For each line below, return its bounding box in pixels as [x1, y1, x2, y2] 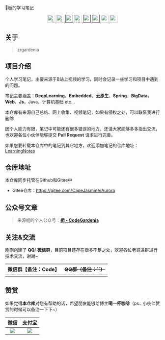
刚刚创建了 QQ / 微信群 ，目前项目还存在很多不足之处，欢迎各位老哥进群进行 [5, 247, 158, 253]
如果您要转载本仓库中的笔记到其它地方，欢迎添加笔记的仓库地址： [5, 142, 138, 148]
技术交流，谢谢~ [5, 253, 38, 259]
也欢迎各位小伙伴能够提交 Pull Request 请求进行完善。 [5, 132, 115, 138]
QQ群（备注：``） [64, 266, 106, 273]
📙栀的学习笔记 [5, 5, 34, 10]
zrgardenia [17, 47, 39, 52]
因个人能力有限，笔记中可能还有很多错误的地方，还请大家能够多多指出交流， [5, 126, 160, 131]
